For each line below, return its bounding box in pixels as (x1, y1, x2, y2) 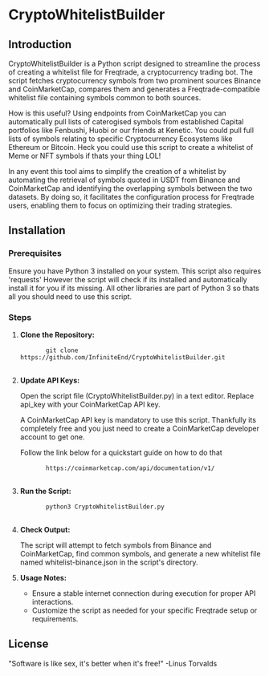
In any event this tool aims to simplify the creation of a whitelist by (8, 167, 226, 176)
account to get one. (19, 431, 86, 442)
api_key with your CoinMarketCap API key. (19, 399, 161, 409)
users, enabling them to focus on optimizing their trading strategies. (8, 200, 233, 210)
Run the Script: (19, 486, 71, 496)
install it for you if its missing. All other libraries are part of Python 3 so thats (8, 283, 259, 293)
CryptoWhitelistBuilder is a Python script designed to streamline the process (8, 59, 261, 68)
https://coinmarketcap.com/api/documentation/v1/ (45, 463, 215, 472)
